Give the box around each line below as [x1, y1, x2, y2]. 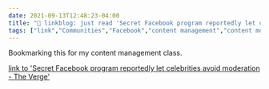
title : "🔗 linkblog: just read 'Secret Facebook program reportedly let [8, 19, 256, 27]
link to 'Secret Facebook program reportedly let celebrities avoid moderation [8, 64, 260, 73]
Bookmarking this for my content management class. [8, 48, 183, 58]
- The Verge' [8, 72, 50, 82]
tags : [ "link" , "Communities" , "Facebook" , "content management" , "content [8, 26, 252, 34]
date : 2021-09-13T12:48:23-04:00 [8, 11, 120, 20]
